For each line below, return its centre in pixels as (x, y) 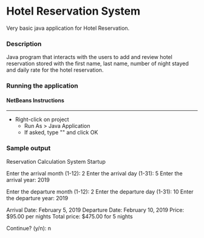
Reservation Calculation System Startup (56, 161)
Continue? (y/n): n (29, 228)
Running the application (42, 86)
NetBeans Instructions (36, 100)
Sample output (29, 149)
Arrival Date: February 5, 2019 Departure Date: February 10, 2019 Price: (95, 210)
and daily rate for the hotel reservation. (55, 70)
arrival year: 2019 (28, 180)
